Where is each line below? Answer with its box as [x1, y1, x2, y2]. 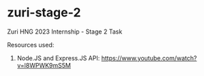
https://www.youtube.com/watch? [101, 53, 197, 62]
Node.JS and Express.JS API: [16, 53, 100, 62]
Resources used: [7, 40, 55, 49]
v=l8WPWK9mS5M [16, 61, 72, 69]
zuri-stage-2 [7, 5, 81, 21]
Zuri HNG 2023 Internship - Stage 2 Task [7, 27, 123, 36]
